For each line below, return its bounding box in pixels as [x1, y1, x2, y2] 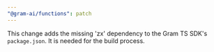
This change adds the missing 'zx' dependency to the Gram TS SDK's [7, 29, 208, 37]
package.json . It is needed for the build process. [7, 36, 145, 45]
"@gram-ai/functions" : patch [7, 10, 92, 17]
